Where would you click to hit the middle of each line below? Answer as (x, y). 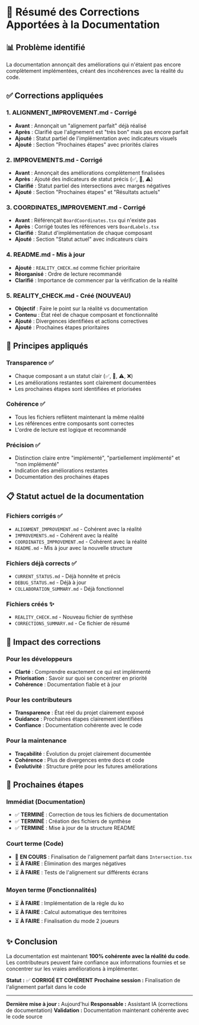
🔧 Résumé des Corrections (73, 12)
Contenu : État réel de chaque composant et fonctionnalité (86, 314)
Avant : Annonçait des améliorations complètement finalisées (90, 173)
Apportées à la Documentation (83, 25)
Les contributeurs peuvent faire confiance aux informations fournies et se (96, 962)
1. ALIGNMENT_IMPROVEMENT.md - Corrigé (72, 113)
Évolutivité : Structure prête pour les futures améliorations (86, 766)
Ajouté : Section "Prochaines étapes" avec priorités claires (86, 144)
